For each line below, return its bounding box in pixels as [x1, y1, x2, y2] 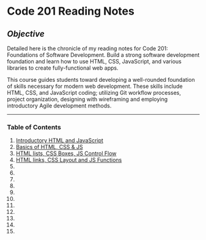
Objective [7, 29, 45, 39]
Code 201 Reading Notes [7, 4, 135, 18]
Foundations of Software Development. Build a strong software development [7, 51, 200, 59]
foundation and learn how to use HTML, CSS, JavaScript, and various [7, 58, 182, 65]
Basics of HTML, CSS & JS [15, 144, 83, 151]
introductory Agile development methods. [7, 102, 112, 109]
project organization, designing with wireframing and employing [7, 96, 168, 103]
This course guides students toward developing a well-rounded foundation [7, 76, 195, 83]
